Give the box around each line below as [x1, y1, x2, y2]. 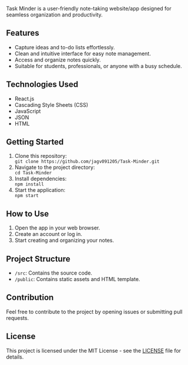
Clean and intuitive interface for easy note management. [14, 50, 151, 57]
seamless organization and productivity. [6, 11, 103, 18]
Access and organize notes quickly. [14, 56, 101, 63]
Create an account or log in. [14, 231, 82, 238]
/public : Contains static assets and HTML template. [14, 276, 140, 283]
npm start [14, 193, 39, 199]
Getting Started [6, 137, 64, 147]
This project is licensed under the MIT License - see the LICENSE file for [6, 347, 181, 354]
